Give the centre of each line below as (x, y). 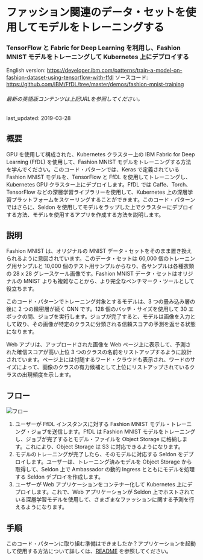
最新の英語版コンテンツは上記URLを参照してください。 (75, 99)
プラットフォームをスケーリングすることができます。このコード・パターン (103, 199)
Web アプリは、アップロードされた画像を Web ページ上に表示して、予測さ (99, 345)
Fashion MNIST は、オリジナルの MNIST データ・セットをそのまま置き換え (99, 251)
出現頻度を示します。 (48, 375)
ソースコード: (132, 78)
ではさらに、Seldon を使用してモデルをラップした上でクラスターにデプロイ (100, 207)
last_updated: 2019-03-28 (39, 118)
